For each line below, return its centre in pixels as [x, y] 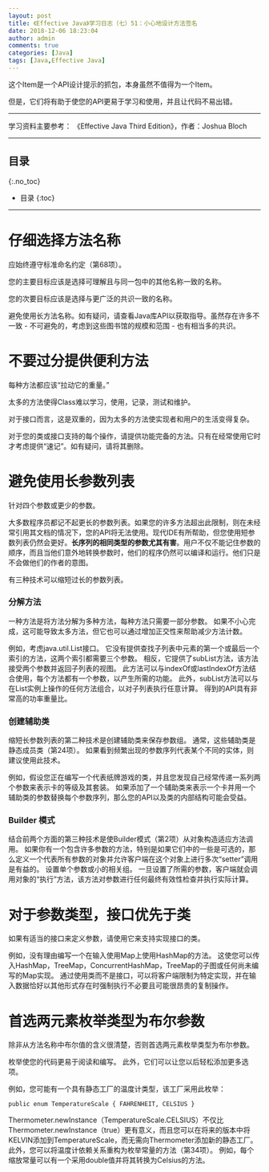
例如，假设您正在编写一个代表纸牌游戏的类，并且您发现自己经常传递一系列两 [134, 777]
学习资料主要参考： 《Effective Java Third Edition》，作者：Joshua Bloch [128, 126]
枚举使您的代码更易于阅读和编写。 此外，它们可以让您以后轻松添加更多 [125, 1062]
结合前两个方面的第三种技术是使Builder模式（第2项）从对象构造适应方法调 [131, 839]
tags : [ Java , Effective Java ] [57, 61]
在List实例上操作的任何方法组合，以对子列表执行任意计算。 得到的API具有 [129, 688]
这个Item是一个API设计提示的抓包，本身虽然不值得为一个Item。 [113, 84]
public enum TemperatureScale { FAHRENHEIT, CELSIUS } [102, 1105]
